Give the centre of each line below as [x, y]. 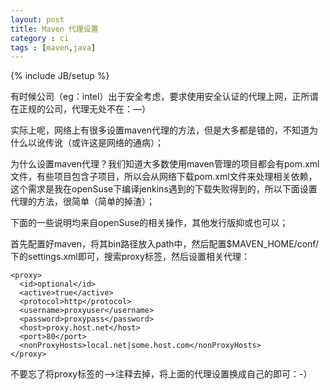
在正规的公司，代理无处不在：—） [80, 109]
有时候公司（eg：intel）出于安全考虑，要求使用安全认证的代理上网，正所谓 [164, 97]
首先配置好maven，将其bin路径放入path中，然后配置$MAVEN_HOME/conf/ [165, 244]
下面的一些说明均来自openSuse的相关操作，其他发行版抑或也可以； [149, 223]
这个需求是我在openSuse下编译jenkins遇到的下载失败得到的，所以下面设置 [164, 189]
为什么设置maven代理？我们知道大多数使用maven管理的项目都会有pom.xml [165, 164]
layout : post [37, 19]
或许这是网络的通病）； [117, 143]
